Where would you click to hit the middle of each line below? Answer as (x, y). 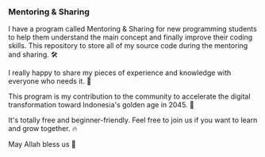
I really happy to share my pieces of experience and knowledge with (120, 73)
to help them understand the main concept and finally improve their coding (131, 37)
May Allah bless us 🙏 (42, 144)
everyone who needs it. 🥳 (50, 81)
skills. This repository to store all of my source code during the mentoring (128, 46)
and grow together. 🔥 (43, 129)
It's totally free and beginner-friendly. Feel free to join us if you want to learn (133, 120)
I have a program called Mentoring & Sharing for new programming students (133, 29)
